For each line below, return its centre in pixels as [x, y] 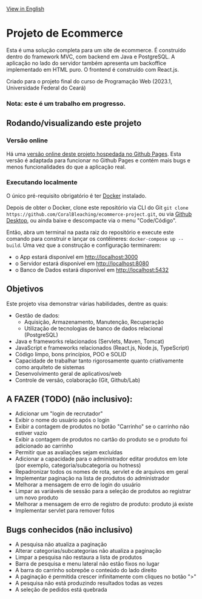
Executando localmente [42, 182]
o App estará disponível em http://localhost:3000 [76, 257]
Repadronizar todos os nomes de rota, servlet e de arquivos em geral [102, 472]
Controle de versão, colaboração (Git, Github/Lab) [78, 380]
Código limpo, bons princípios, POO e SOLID [71, 354]
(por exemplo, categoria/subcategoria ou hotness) [78, 465]
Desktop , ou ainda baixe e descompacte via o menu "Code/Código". [92, 220]
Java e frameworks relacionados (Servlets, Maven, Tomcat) [90, 341]
